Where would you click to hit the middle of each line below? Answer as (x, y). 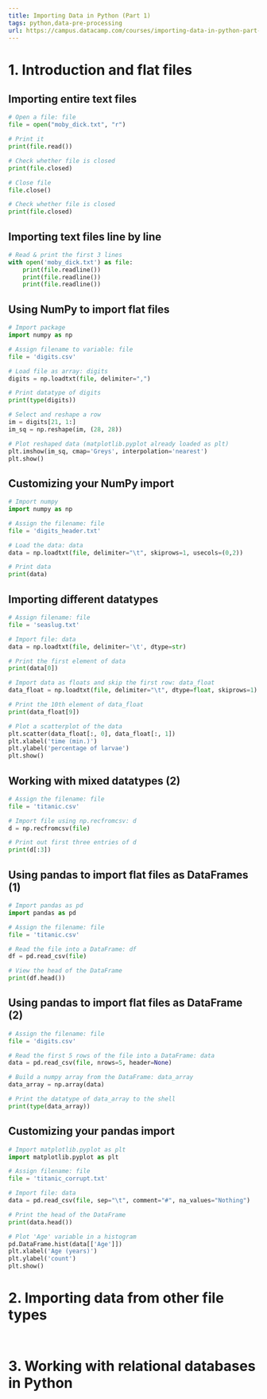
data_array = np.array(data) (56, 1085)
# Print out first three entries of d (72, 843)
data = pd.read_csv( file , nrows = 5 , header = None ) (90, 1063)
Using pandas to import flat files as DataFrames (128, 875)
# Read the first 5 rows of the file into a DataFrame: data (112, 1055)
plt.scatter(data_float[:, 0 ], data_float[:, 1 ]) (92, 734)
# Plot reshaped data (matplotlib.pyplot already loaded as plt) (118, 444)
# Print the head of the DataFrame (67, 1214)
